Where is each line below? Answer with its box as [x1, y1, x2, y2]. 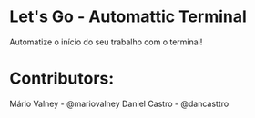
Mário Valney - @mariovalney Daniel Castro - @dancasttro [9, 98, 229, 109]
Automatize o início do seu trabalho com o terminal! [9, 36, 203, 47]
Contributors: [9, 68, 115, 89]
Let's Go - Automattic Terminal [9, 6, 248, 27]
